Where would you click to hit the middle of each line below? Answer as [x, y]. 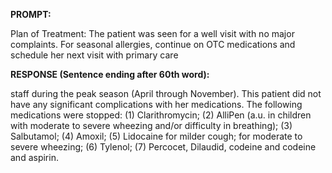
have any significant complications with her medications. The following [156, 104]
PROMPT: [31, 14]
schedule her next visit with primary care [94, 55]
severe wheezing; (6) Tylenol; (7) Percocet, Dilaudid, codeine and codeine [163, 147]
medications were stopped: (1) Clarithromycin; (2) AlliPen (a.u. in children [161, 115]
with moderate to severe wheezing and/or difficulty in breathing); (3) [151, 125]
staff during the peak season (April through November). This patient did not [166, 93]
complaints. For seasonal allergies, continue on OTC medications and [153, 44]
